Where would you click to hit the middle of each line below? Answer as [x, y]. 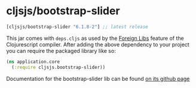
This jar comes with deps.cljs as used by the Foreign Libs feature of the [95, 38]
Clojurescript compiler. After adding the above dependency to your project [98, 44]
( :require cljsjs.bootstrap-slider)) [59, 67]
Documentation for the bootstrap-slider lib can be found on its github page [98, 78]
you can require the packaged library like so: [61, 51]
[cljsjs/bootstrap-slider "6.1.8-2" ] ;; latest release [77, 27]
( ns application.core [33, 62]
